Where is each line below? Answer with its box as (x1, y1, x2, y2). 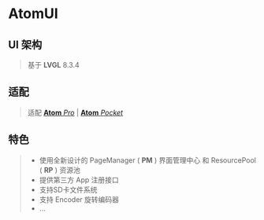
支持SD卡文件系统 (39, 185, 98, 194)
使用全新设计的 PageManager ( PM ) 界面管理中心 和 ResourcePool (39, 155, 256, 165)
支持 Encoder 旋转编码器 (39, 194, 120, 204)
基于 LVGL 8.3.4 (27, 60, 80, 69)
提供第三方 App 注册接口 (39, 174, 120, 185)
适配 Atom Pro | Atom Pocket (27, 108, 124, 117)
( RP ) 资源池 (39, 165, 80, 174)
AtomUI (8, 5, 59, 23)
